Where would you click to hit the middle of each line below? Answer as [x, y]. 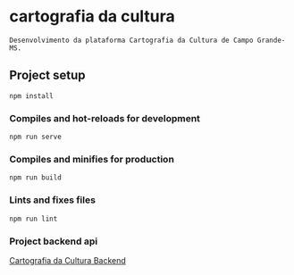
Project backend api [54, 241]
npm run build [36, 178]
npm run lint [34, 219]
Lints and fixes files [53, 200]
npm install [31, 96]
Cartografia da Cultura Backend [68, 260]
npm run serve [36, 137]
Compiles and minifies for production [92, 159]
